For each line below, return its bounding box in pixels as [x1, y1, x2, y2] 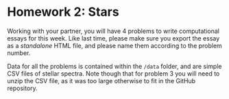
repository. [7, 84, 38, 92]
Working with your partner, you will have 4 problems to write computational [7, 27, 219, 35]
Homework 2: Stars [7, 4, 119, 20]
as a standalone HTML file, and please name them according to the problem [7, 41, 223, 49]
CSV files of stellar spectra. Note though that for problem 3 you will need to [7, 69, 220, 78]
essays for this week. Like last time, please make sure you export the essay [7, 34, 220, 42]
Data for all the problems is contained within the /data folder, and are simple [7, 62, 222, 70]
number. [7, 49, 31, 57]
